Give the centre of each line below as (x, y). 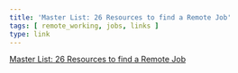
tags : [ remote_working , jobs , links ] (84, 26)
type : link (30, 34)
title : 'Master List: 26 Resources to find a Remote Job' (120, 17)
